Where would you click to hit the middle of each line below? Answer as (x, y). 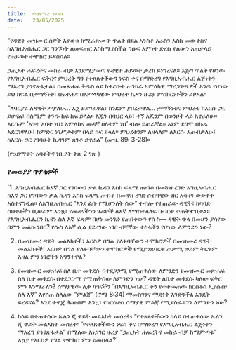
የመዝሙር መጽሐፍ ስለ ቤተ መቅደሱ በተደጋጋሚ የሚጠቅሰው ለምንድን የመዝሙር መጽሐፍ (121, 270)
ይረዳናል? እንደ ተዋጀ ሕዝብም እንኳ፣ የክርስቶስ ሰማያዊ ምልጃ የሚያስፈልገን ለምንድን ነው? (122, 302)
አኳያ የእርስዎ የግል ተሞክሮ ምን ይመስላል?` (67, 339)
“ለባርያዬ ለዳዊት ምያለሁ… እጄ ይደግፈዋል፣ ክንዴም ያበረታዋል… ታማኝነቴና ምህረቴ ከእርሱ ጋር (117, 108)
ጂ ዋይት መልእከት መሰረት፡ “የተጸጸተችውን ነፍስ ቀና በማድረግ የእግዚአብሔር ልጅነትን (115, 324)
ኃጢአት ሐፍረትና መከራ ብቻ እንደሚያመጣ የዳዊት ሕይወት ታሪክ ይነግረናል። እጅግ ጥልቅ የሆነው (116, 70)
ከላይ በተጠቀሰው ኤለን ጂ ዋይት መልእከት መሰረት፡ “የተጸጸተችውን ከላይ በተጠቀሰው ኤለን (120, 316)
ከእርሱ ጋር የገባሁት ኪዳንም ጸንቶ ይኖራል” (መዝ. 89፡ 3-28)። (79, 139)
